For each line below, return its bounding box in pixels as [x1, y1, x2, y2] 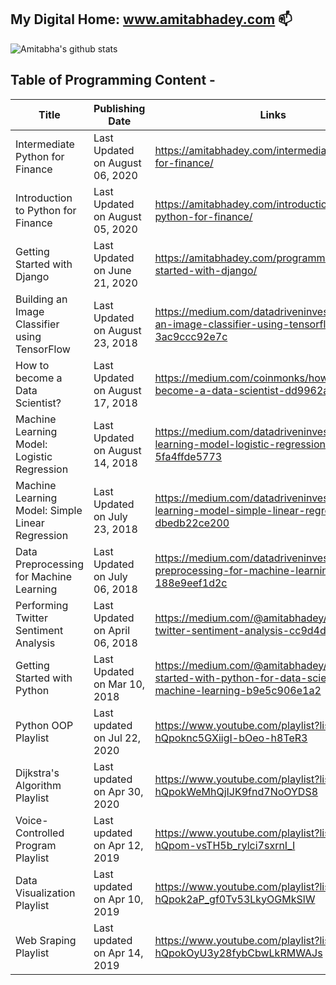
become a [15, 371, 63, 385]
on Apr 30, [93, 784, 144, 798]
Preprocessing [15, 557, 84, 571]
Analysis [15, 636, 56, 650]
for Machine [15, 569, 73, 583]
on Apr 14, [93, 946, 144, 960]
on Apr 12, [93, 838, 144, 852]
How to [15, 358, 50, 372]
